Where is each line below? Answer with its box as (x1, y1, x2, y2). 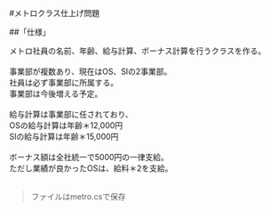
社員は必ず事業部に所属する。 (9, 77, 118, 87)
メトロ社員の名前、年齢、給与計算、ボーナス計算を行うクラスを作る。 (9, 45, 266, 56)
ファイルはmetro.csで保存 (30, 191, 126, 202)
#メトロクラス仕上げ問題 (9, 8, 100, 18)
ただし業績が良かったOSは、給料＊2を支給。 (9, 163, 173, 174)
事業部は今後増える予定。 (9, 88, 103, 99)
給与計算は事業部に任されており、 (9, 109, 133, 119)
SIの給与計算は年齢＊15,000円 (9, 132, 119, 141)
